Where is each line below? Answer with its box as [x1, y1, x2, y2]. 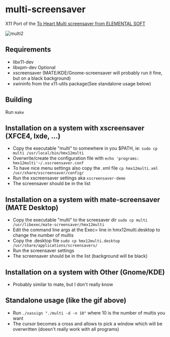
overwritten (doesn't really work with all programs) [12, 326, 119, 332]
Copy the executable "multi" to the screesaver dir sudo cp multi [12, 217, 148, 223]
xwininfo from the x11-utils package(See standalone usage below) [12, 80, 152, 86]
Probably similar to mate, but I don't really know [12, 281, 113, 287]
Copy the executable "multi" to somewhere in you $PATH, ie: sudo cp [12, 145, 158, 151]
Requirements [5, 45, 51, 54]
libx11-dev [12, 59, 34, 65]
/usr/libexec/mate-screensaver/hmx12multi [12, 222, 105, 228]
